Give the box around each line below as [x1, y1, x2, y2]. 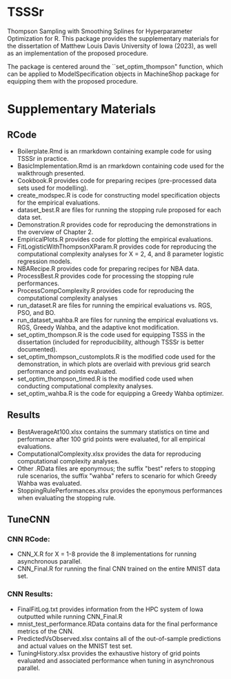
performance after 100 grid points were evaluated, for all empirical [17, 434, 205, 443]
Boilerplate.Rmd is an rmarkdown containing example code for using [17, 146, 212, 155]
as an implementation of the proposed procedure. [7, 49, 148, 57]
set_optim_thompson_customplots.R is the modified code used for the [17, 352, 216, 361]
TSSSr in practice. [17, 154, 69, 162]
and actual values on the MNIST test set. [17, 642, 133, 650]
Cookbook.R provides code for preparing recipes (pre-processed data [17, 176, 217, 184]
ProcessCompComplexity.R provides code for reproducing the [17, 286, 194, 294]
